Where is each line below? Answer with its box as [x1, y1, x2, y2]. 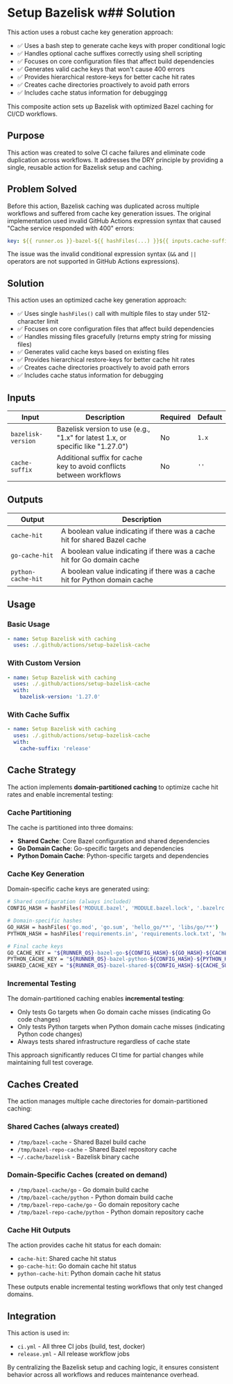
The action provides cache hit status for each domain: [7, 1241, 162, 1250]
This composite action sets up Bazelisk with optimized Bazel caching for [7, 102, 214, 111]
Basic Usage [7, 619, 51, 629]
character [17, 317, 45, 326]
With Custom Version [7, 658, 81, 668]
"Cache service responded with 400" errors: [7, 224, 135, 232]
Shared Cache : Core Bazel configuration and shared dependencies [17, 837, 210, 845]
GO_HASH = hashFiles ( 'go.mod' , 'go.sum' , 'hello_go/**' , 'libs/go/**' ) [7, 923, 218, 930]
